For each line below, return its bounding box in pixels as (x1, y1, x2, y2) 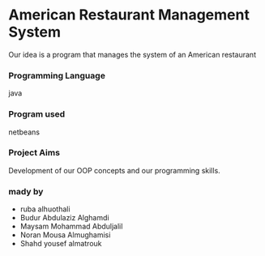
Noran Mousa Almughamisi (19, 230, 111, 240)
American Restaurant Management (8, 6, 250, 24)
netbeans (8, 127, 41, 137)
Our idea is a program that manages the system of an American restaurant (8, 49, 257, 59)
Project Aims (8, 147, 61, 159)
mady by (8, 186, 44, 197)
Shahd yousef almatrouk (19, 239, 102, 249)
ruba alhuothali (19, 204, 71, 214)
